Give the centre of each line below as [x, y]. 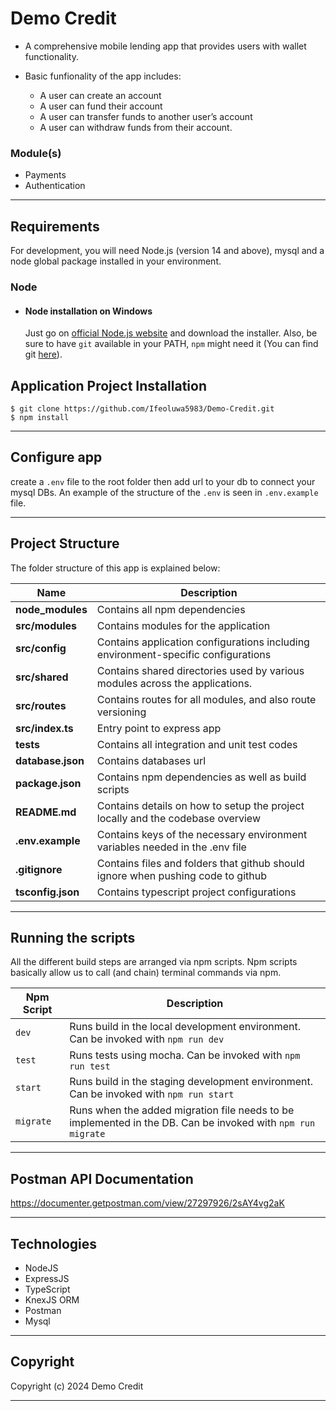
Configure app [56, 457]
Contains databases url [151, 760]
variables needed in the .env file [171, 847]
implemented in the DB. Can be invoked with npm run [192, 1123]
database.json [50, 760]
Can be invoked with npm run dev [147, 1039]
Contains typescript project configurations [196, 892]
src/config [41, 648]
